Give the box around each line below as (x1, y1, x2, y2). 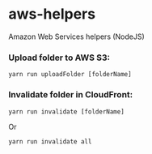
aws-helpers (8, 5, 95, 24)
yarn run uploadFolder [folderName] (8, 71, 132, 79)
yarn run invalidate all (8, 137, 92, 146)
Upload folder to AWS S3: (8, 52, 111, 63)
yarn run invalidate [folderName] (8, 107, 125, 116)
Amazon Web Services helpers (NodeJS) (8, 32, 146, 41)
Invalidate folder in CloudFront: (8, 89, 133, 101)
